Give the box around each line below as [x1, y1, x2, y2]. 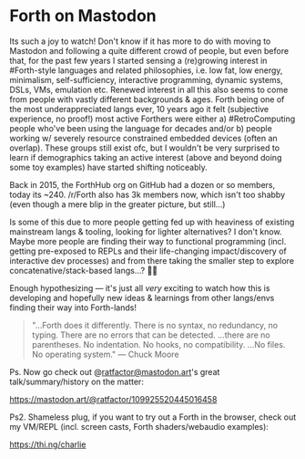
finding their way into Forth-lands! [9, 302, 137, 313]
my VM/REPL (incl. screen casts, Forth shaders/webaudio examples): [9, 421, 269, 432]
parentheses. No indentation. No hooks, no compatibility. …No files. [31, 339, 286, 349]
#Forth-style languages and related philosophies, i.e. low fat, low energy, [9, 65, 283, 76]
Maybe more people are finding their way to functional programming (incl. [9, 235, 287, 246]
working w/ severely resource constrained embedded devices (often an [9, 132, 278, 143]
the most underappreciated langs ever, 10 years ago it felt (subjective [9, 103, 269, 114]
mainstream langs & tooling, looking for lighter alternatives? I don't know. [9, 225, 282, 237]
